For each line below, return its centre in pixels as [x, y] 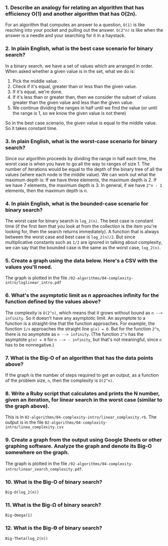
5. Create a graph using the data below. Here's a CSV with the [81, 261]
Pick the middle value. [35, 81]
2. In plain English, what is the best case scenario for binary [79, 48]
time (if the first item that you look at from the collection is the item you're [81, 226]
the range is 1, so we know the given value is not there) [69, 113]
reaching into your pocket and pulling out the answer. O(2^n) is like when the [84, 30]
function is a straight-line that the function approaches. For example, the [80, 323]
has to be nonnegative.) [30, 345]
